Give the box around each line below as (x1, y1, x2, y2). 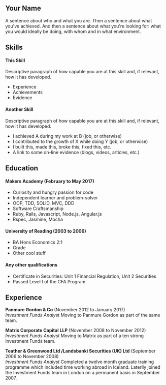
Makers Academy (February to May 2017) (5, 178, 94, 184)
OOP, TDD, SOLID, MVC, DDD (12, 200, 75, 206)
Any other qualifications (5, 262, 57, 268)
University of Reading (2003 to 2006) (5, 228, 86, 234)
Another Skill (5, 106, 34, 112)
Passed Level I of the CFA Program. (12, 278, 87, 284)
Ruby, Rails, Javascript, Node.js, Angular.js (12, 211, 102, 217)
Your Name (5, 4, 42, 13)
